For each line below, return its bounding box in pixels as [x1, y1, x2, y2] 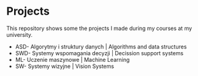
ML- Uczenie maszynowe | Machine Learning [15, 56, 130, 63]
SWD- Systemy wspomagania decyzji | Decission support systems [15, 49, 184, 56]
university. [6, 31, 32, 38]
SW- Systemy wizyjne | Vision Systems [15, 63, 115, 70]
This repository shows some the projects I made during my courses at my [6, 25, 192, 32]
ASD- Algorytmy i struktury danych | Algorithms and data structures [15, 43, 187, 50]
